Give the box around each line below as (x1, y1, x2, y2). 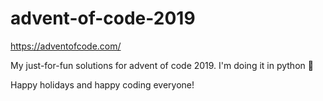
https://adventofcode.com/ (10, 40, 122, 52)
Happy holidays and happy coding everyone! (10, 78, 195, 91)
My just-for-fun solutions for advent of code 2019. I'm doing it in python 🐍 (10, 59, 314, 71)
